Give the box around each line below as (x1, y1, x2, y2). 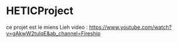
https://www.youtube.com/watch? (89, 24, 172, 31)
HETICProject (6, 4, 74, 18)
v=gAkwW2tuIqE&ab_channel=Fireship (6, 29, 101, 37)
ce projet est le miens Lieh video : (6, 24, 88, 31)
